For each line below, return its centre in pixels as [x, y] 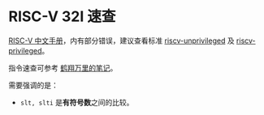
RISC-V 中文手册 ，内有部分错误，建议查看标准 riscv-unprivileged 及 [121, 40]
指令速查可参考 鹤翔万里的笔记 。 [63, 68]
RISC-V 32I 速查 [62, 17]
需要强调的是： [33, 85]
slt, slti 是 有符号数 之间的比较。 [77, 102]
